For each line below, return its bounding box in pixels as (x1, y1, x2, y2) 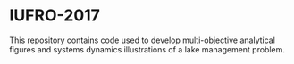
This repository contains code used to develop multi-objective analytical (9, 35, 275, 45)
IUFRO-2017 (9, 5, 101, 26)
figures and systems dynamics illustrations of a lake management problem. (9, 44, 286, 54)
